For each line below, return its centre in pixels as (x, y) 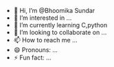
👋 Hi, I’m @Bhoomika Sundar (54, 11)
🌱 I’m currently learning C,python (60, 25)
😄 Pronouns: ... (36, 50)
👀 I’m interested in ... (43, 18)
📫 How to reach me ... (45, 40)
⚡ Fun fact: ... (32, 57)
